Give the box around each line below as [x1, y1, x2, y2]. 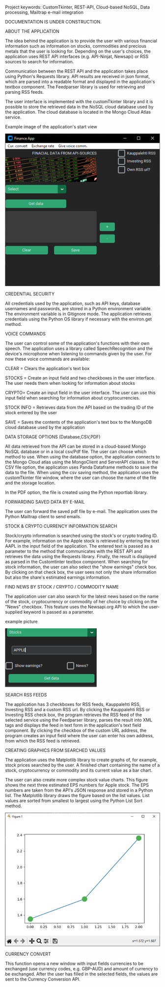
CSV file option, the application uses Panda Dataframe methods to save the [5, 464, 158, 470]
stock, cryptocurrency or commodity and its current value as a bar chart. [5, 768, 152, 774]
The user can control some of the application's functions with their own [5, 341, 150, 347]
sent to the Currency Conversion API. [5, 976, 81, 982]
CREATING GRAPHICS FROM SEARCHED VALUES [5, 747, 106, 753]
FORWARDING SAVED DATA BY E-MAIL [5, 499, 85, 505]
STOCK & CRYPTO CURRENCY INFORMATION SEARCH [5, 523, 117, 529]
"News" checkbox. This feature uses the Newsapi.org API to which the [5, 604, 148, 610]
